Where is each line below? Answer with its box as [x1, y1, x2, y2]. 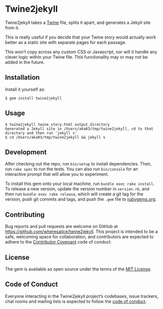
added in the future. [5, 59, 45, 65]
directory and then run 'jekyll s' [5, 130, 77, 135]
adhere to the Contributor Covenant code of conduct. [5, 239, 112, 245]
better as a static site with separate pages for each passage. [5, 39, 127, 45]
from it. [5, 24, 19, 30]
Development [5, 148, 47, 156]
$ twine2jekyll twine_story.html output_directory [5, 122, 110, 127]
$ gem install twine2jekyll [5, 96, 62, 101]
